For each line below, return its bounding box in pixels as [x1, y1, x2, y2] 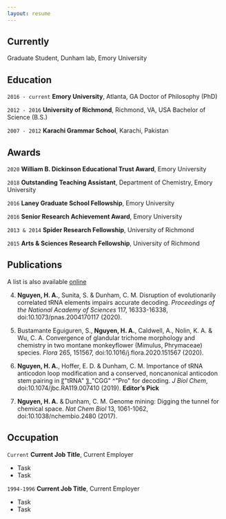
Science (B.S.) [7, 113, 48, 122]
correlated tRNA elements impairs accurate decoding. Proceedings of [17, 298, 215, 306]
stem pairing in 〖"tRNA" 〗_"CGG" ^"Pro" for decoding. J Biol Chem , [17, 376, 208, 384]
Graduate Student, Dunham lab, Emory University [7, 54, 147, 62]
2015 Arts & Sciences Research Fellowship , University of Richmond [7, 239, 200, 247]
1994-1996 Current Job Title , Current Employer [7, 484, 140, 493]
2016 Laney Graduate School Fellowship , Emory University [7, 199, 175, 207]
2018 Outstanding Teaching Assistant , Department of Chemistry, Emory [7, 178, 213, 187]
